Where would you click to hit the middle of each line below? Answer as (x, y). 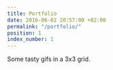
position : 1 (24, 33)
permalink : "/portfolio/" (44, 26)
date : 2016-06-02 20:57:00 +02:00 (57, 20)
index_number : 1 (30, 40)
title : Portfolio (32, 14)
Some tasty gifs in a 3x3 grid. (49, 59)
